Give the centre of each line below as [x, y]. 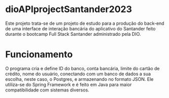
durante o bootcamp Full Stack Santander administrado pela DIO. [73, 34]
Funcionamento [39, 55]
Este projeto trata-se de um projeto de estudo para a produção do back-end [85, 23]
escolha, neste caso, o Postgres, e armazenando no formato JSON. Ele [79, 79]
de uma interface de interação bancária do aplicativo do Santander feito [80, 28]
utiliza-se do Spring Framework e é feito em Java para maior [69, 84]
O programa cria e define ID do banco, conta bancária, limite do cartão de [82, 68]
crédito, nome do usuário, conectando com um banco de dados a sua [78, 74]
